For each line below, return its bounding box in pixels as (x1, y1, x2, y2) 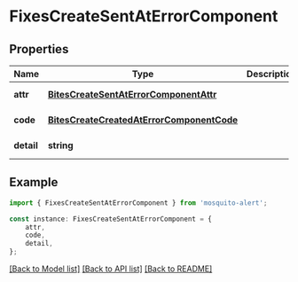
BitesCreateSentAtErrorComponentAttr (47, 89, 217, 100)
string (47, 139, 74, 152)
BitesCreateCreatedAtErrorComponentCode (47, 114, 239, 126)
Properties (9, 42, 69, 57)
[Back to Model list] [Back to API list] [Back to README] (9, 263, 213, 274)
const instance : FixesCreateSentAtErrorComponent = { (9, 215, 213, 223)
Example (9, 175, 59, 190)
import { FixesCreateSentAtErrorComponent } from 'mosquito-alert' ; (9, 198, 268, 208)
